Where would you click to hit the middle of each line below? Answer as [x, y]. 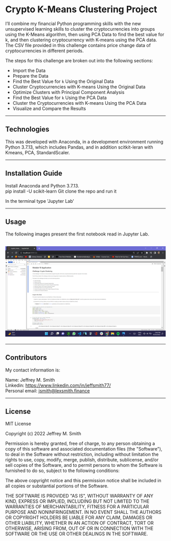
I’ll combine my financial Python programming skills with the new [73, 23]
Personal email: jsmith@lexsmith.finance [48, 391]
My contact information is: [33, 370]
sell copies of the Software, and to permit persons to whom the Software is [84, 465]
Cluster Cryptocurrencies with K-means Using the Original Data [79, 87]
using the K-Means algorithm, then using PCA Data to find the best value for [85, 34]
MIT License [18, 424]
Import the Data [29, 70]
